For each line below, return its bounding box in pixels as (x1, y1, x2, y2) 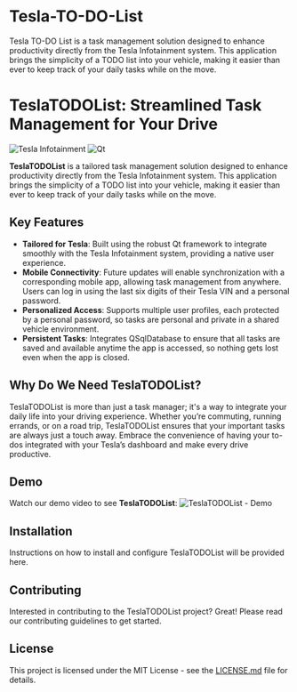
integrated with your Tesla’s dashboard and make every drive (25, 439, 249, 450)
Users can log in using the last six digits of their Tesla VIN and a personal (21, 286, 290, 296)
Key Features (9, 215, 84, 230)
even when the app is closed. (21, 351, 131, 362)
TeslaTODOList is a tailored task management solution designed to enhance (9, 160, 289, 171)
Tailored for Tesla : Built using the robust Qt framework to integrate (21, 238, 268, 249)
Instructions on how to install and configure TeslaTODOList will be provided (9, 547, 285, 558)
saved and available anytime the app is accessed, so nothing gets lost (21, 342, 278, 353)
